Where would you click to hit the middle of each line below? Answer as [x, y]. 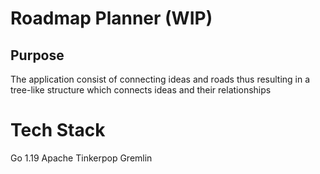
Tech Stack [58, 130]
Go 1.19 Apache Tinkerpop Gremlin [81, 158]
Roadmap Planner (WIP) [111, 18]
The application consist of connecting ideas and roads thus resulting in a [160, 79]
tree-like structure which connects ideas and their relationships [141, 90]
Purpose [37, 55]
